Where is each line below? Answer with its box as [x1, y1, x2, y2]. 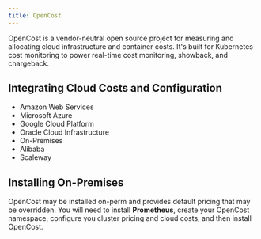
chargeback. [8, 59, 50, 68]
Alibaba [19, 144, 45, 154]
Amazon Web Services [19, 102, 94, 112]
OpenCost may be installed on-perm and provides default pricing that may [8, 197, 251, 207]
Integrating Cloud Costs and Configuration [8, 82, 223, 95]
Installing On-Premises [8, 176, 124, 189]
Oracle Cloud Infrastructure [19, 127, 109, 137]
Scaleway [19, 153, 52, 162]
